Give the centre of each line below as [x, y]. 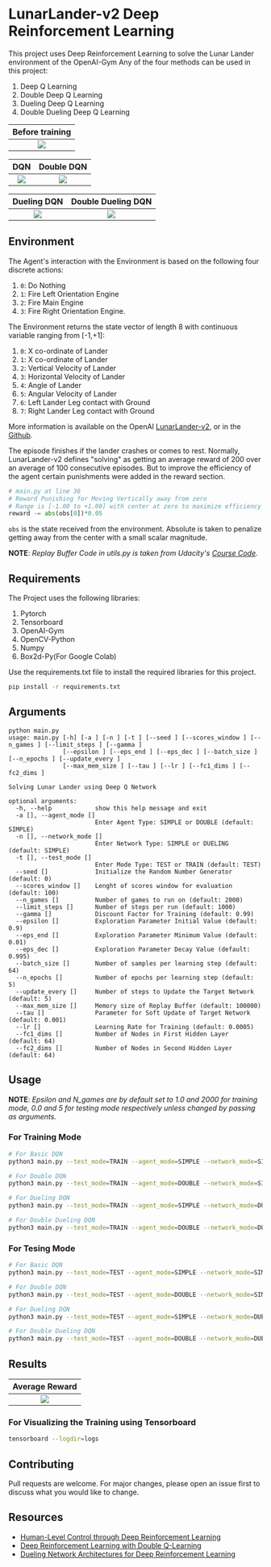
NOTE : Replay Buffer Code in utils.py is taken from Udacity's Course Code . [133, 553]
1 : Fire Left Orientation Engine [69, 294]
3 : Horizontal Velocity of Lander [73, 377]
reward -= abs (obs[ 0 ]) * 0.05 [56, 514]
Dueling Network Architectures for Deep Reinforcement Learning [128, 1554]
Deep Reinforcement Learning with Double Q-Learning [110, 1545]
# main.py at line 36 [45, 491]
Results [28, 1364]
